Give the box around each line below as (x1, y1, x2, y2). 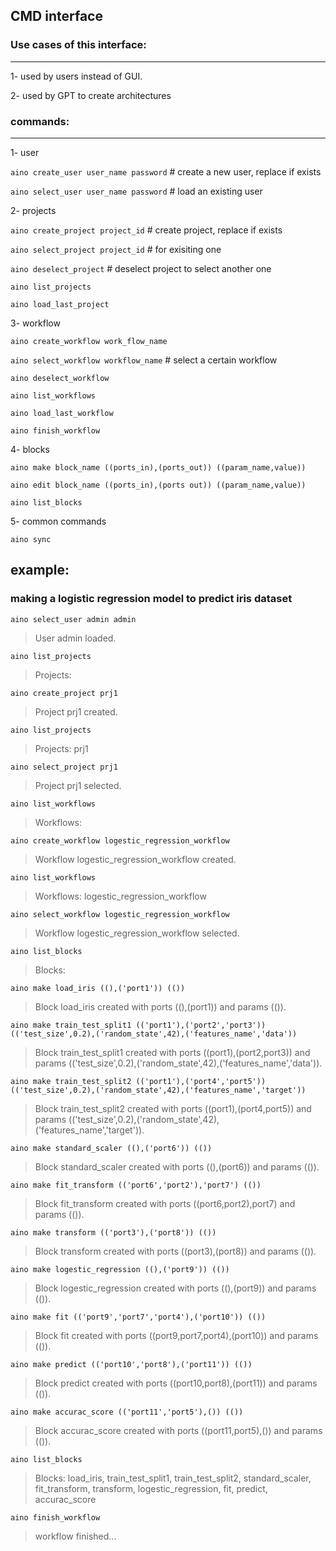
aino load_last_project (10, 299, 110, 309)
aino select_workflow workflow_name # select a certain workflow (10, 354, 278, 366)
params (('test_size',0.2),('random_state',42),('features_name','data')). (34, 1057, 323, 1069)
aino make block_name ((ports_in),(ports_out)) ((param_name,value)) (10, 462, 307, 473)
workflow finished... (34, 1530, 117, 1542)
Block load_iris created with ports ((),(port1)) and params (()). (34, 1000, 287, 1013)
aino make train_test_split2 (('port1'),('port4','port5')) (10, 1076, 267, 1086)
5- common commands (10, 515, 107, 527)
